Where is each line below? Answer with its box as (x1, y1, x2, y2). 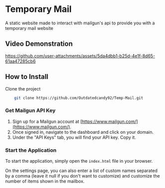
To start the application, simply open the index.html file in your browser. (5, 158, 153, 164)
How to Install (5, 73, 49, 81)
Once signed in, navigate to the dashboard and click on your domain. (12, 129, 154, 135)
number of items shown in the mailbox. (5, 178, 85, 185)
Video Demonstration (5, 40, 73, 48)
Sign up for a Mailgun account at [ (12, 118, 82, 124)
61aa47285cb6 (5, 58, 36, 64)
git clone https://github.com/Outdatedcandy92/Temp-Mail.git (14, 95, 143, 100)
